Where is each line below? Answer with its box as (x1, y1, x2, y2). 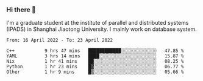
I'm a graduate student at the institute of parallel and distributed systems (6, 19, 189, 27)
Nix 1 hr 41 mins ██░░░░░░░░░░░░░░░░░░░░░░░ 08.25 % (6, 59, 184, 65)
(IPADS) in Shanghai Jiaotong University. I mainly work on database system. (6, 25, 197, 33)
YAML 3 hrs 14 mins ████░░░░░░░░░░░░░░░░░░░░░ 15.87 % (6, 53, 184, 59)
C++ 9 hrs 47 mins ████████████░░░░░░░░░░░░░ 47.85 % (6, 48, 184, 54)
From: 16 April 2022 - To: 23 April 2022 (6, 37, 113, 44)
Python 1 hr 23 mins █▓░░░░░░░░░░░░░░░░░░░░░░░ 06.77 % (6, 63, 184, 70)
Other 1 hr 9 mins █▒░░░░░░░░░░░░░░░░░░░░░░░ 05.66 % (6, 69, 184, 75)
